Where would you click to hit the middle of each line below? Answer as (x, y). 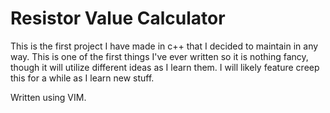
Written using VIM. (48, 97)
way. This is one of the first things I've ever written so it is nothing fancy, (159, 56)
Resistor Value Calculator (118, 18)
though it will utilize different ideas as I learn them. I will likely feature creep (165, 67)
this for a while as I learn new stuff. (82, 78)
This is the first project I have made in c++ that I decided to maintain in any (164, 46)
